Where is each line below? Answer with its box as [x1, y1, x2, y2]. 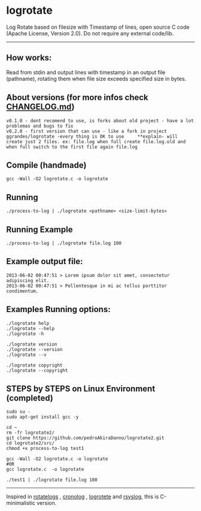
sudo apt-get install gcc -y [6, 414, 79, 420]
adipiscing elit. [6, 277, 50, 283]
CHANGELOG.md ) [6, 102, 75, 112]
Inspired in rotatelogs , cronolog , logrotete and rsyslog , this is [6, 493, 159, 500]
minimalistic [6, 500, 36, 507]
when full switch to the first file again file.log [6, 144, 138, 150]
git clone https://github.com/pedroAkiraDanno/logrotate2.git [6, 435, 165, 441]
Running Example [6, 224, 73, 234]
